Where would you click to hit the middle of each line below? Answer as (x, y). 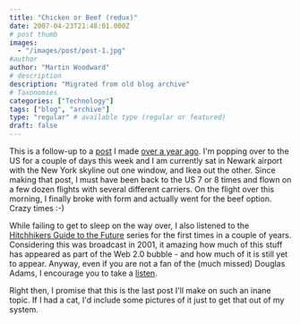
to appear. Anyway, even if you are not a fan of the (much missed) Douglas (147, 264)
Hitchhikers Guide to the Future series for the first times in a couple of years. (150, 235)
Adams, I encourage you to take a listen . (84, 273)
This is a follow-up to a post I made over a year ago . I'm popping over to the (149, 151)
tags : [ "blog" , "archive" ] (60, 109)
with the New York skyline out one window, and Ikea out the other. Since (142, 170)
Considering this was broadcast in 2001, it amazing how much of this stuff (146, 244)
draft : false (34, 126)
